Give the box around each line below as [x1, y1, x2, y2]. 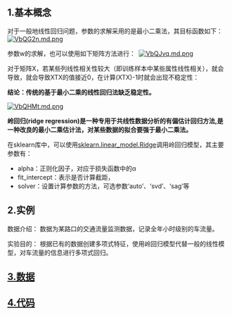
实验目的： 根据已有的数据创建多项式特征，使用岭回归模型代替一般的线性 [7, 239, 219, 248]
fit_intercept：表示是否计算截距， [17, 173, 115, 181]
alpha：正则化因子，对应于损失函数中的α [17, 164, 137, 173]
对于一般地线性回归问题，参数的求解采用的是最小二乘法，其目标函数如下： [7, 27, 223, 35]
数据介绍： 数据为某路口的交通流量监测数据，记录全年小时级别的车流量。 [7, 224, 219, 233]
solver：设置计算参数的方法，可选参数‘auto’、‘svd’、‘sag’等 [17, 182, 190, 190]
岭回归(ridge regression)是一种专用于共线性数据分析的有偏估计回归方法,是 [7, 116, 224, 125]
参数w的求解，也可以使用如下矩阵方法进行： [7, 49, 136, 58]
